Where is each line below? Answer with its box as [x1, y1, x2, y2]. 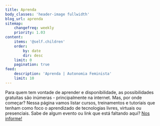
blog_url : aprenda [5, 16, 43, 21]
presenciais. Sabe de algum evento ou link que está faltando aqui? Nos [5, 110, 150, 116]
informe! [5, 115, 22, 121]
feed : [5, 67, 16, 72]
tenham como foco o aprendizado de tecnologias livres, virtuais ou [5, 105, 142, 111]
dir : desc [23, 53, 43, 58]
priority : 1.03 [14, 30, 46, 35]
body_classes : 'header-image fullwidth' [5, 12, 90, 17]
